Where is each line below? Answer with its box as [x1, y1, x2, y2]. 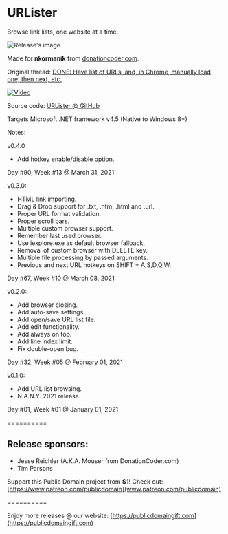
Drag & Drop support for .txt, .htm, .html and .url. [16, 202, 155, 211]
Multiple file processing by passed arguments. [16, 253, 148, 261]
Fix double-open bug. [16, 344, 79, 352]
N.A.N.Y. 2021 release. [16, 392, 81, 400]
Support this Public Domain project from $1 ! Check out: [7, 477, 163, 486]
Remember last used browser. [16, 231, 102, 239]
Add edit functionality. [16, 322, 80, 331]
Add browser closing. [16, 301, 78, 309]
